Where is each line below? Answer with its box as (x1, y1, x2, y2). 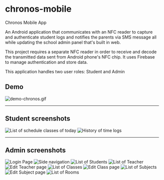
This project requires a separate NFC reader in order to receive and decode (5, 49, 157, 55)
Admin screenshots (5, 146, 66, 154)
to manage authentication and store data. (5, 59, 88, 65)
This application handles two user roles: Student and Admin (5, 68, 125, 74)
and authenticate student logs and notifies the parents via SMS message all (5, 34, 157, 40)
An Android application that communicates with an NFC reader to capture (5, 29, 153, 35)
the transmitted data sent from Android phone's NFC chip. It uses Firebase (5, 54, 155, 60)
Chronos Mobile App (5, 20, 47, 25)
